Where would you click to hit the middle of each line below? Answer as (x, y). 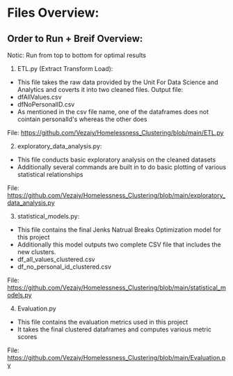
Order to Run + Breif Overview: (75, 39)
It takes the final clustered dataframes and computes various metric (114, 329)
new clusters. (37, 252)
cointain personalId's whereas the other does (82, 119)
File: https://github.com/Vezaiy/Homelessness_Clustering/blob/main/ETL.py (115, 133)
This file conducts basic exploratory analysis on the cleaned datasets (116, 159)
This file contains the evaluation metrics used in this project (103, 322)
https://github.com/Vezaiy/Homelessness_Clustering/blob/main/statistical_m (116, 288)
